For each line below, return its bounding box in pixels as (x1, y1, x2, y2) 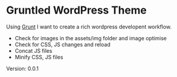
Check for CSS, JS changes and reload (14, 41, 111, 48)
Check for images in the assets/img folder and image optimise (14, 34, 167, 41)
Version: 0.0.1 (6, 65, 39, 72)
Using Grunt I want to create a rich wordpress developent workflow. (6, 23, 172, 30)
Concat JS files (14, 47, 52, 54)
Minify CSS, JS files (14, 53, 64, 60)
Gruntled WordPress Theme (6, 4, 147, 17)
